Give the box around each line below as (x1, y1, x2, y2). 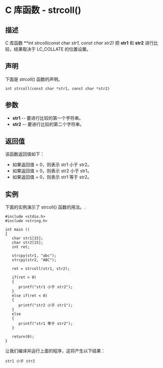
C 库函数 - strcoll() (5, 4, 81, 16)
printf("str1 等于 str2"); (18, 321, 73, 326)
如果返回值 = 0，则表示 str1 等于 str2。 (12, 174, 92, 180)
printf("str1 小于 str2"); (18, 285, 73, 290)
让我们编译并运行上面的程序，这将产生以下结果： (5, 348, 105, 354)
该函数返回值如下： (5, 151, 45, 157)
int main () (5, 227, 30, 232)
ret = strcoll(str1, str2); (11, 266, 70, 271)
